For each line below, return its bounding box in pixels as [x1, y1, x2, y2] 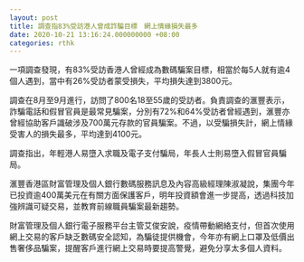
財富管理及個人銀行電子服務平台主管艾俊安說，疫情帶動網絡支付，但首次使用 [9, 220, 295, 231]
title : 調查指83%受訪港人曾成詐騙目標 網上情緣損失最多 [9, 22, 199, 31]
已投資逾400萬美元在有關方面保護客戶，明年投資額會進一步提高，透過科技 [9, 190, 287, 201]
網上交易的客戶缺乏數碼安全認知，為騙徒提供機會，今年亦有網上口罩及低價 [9, 231, 287, 242]
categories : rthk [9, 38, 75, 48]
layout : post [9, 13, 59, 23]
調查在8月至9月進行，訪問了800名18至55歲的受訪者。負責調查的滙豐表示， [9, 95, 290, 106]
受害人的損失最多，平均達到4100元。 [9, 128, 147, 140]
